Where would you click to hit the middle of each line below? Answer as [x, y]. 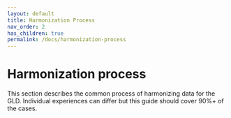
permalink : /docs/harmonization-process [67, 40]
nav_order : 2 [26, 27]
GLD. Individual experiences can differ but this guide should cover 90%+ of [116, 101]
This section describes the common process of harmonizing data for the [111, 94]
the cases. [22, 108]
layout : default [31, 14]
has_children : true [36, 33]
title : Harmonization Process [51, 20]
